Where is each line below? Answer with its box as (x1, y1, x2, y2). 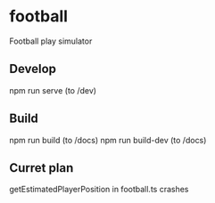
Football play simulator (9, 36, 93, 46)
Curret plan (9, 160, 74, 175)
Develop (9, 61, 56, 77)
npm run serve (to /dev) (9, 85, 96, 95)
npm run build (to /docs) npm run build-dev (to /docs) (9, 134, 207, 145)
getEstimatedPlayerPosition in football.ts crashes (9, 184, 189, 195)
